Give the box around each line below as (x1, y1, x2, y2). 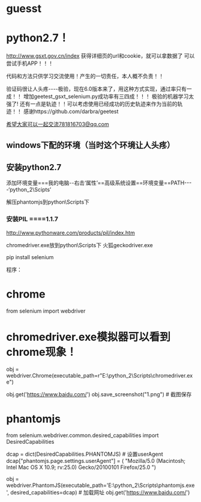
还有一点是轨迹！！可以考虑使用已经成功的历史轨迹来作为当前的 (19, 100, 178, 108)
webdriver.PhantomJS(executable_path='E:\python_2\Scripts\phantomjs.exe (6, 482, 195, 489)
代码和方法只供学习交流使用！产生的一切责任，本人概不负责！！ (6, 73, 164, 80)
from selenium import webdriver (6, 307, 86, 314)
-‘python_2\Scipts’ (6, 186, 52, 194)
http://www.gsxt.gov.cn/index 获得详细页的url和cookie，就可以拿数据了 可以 (6, 52, 195, 60)
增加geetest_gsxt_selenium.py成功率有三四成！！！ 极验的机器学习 (23, 93, 189, 100)
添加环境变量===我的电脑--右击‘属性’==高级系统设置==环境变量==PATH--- (6, 179, 192, 186)
